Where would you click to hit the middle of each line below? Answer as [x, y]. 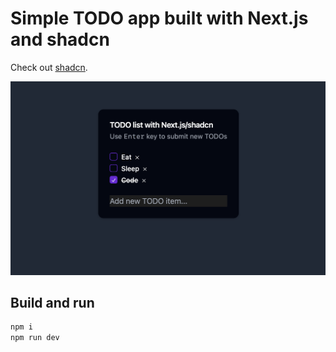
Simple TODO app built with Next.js [159, 18]
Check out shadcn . [49, 67]
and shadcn [60, 39]
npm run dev [35, 338]
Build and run [52, 302]
